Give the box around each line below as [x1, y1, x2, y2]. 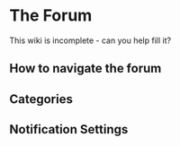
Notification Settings [9, 122, 129, 137]
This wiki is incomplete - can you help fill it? [9, 35, 172, 46]
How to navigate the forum [9, 61, 162, 76]
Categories [9, 91, 74, 107]
